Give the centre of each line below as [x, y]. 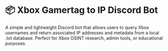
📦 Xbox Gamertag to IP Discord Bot [82, 10]
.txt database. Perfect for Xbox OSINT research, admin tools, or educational [84, 38]
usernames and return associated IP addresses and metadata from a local [82, 32]
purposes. [16, 43]
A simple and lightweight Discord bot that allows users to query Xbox [77, 27]
